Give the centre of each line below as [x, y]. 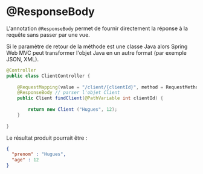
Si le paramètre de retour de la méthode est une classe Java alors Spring [97, 46]
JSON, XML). [23, 59]
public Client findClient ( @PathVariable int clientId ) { [90, 98]
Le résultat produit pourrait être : [47, 138]
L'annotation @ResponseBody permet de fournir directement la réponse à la [97, 28]
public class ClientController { [48, 76]
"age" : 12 [25, 160]
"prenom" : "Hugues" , [39, 154]
